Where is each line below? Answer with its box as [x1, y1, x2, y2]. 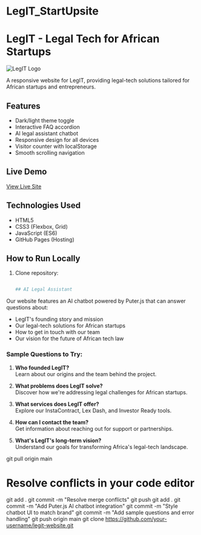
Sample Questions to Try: [6, 350, 83, 358]
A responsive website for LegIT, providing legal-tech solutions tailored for [6, 77, 190, 84]
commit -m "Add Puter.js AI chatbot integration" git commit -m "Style [6, 502, 179, 510]
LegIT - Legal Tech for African [6, 32, 160, 46]
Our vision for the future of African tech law [15, 335, 124, 342]
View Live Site [6, 183, 42, 190]
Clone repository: [15, 269, 59, 277]
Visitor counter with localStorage [15, 143, 97, 150]
